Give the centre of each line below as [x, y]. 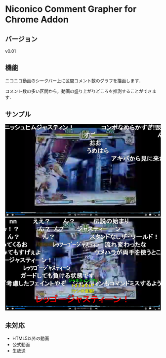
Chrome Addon [37, 19]
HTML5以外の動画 [31, 338]
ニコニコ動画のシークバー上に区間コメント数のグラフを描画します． [74, 80]
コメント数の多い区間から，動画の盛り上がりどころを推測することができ [79, 91]
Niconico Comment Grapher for [71, 9]
